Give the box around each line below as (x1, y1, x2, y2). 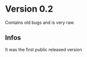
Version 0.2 (5, 3, 53, 15)
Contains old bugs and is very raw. (5, 19, 75, 25)
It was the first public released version (5, 46, 82, 52)
